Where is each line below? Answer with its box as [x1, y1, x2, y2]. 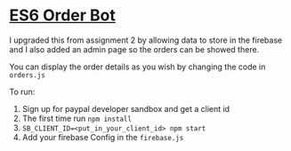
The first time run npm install [21, 113, 132, 123]
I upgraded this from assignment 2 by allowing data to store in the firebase [9, 35, 283, 45]
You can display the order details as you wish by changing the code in [9, 61, 266, 72]
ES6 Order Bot [9, 5, 116, 26]
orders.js [9, 70, 46, 80]
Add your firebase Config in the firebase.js [21, 131, 184, 142]
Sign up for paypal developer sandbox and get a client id [21, 103, 230, 114]
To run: [9, 86, 36, 97]
